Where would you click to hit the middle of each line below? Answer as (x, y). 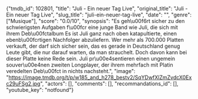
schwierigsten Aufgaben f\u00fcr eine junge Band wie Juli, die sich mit (92, 27)
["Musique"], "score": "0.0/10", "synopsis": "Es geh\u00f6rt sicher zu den (95, 21)
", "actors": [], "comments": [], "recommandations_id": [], (109, 84)
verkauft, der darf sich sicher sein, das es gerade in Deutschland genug (93, 46)
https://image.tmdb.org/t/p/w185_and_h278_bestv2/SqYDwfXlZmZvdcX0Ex (100, 77)
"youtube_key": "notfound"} (40, 90)
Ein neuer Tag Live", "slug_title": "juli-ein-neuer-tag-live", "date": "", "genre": (99, 15)
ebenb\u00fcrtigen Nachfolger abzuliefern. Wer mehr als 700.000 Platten (95, 40)
